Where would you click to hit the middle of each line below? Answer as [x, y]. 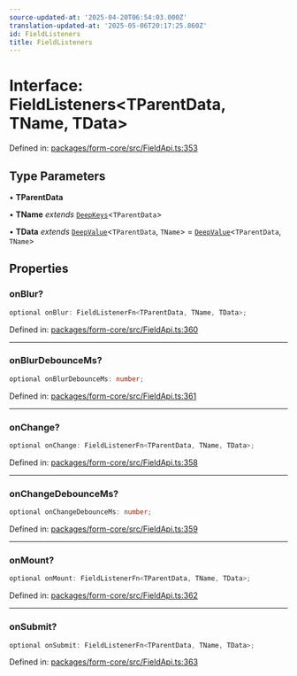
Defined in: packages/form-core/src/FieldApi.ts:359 [104, 529]
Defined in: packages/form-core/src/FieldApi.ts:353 [104, 148]
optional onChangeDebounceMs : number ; [80, 512]
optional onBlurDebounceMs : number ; [76, 379]
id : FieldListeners [45, 34]
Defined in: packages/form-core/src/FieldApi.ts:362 [104, 595]
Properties [39, 269]
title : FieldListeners [51, 42]
